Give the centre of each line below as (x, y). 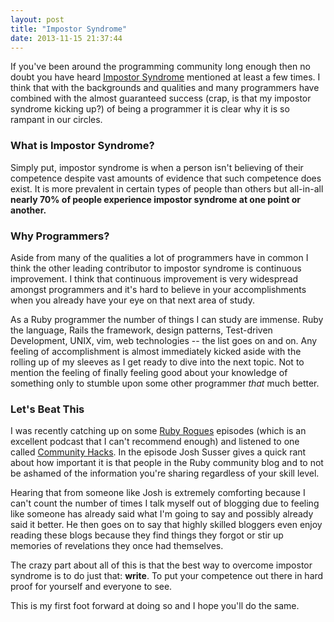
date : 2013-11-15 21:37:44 (66, 38)
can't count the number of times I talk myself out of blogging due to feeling (165, 503)
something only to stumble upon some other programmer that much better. (165, 383)
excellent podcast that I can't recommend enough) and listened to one (155, 442)
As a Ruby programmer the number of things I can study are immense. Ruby (167, 319)
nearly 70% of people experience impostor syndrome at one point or (155, 199)
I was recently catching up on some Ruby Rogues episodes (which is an (158, 431)
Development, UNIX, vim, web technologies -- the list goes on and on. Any (164, 340)
